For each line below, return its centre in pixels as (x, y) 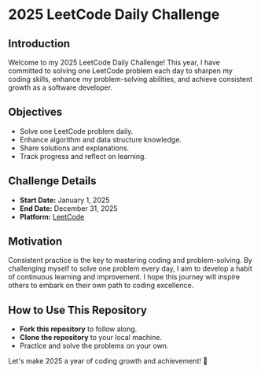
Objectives (35, 112)
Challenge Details (52, 181)
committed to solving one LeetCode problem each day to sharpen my (121, 71)
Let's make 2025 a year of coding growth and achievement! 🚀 (108, 361)
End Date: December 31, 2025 (68, 208)
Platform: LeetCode (52, 216)
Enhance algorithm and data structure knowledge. (101, 139)
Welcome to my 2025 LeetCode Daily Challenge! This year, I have (114, 62)
